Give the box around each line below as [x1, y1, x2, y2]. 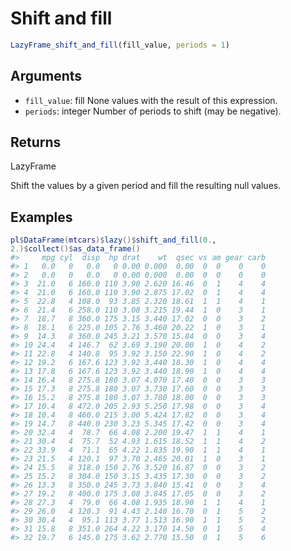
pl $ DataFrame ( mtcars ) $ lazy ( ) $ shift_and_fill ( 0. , [10, 235, 217, 246]
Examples [10, 208, 73, 226]
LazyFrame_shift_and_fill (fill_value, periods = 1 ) [10, 40, 230, 50]
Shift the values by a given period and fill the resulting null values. [10, 180, 282, 192]
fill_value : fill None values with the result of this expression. [24, 94, 278, 106]
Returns [10, 134, 62, 151]
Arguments [10, 68, 83, 85]
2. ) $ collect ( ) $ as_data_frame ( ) [10, 244, 141, 254]
